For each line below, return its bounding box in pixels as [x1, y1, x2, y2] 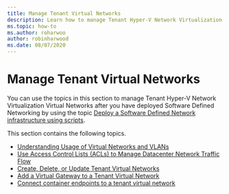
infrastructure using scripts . [7, 116, 86, 124]
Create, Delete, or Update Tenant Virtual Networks [16, 164, 160, 172]
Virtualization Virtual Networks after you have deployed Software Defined [7, 101, 215, 110]
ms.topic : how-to [7, 23, 57, 29]
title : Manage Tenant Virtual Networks [7, 10, 121, 17]
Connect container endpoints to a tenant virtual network [16, 179, 176, 187]
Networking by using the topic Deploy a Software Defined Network [7, 108, 196, 117]
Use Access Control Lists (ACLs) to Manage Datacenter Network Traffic [16, 149, 220, 158]
